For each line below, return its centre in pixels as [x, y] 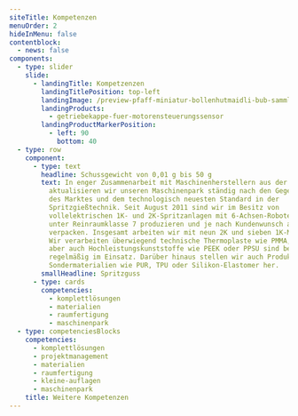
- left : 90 [69, 133]
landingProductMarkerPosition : [99, 125]
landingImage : [67, 100]
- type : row [39, 149]
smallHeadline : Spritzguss [91, 274]
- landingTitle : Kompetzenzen [88, 84]
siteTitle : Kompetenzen [53, 17]
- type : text [57, 166]
